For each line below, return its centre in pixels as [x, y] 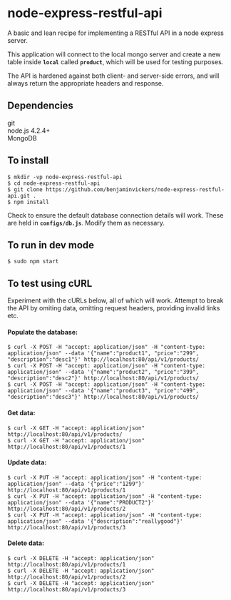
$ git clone [25, 189]
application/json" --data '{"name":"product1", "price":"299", [103, 354]
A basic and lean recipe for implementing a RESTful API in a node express [116, 33]
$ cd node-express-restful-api [54, 183]
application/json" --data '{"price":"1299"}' [76, 484]
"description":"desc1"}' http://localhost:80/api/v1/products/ [103, 360]
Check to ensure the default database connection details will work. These [115, 215]
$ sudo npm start [33, 262]
